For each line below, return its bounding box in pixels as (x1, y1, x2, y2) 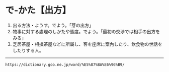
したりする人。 (12, 47, 44, 53)
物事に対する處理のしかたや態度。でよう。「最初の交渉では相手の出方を (12, 28, 160, 34)
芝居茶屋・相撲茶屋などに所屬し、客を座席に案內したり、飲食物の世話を (12, 41, 162, 47)
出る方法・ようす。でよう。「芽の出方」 (12, 22, 94, 28)
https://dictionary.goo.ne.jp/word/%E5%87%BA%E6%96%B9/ (5, 62, 125, 67)
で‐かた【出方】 (5, 5, 71, 16)
